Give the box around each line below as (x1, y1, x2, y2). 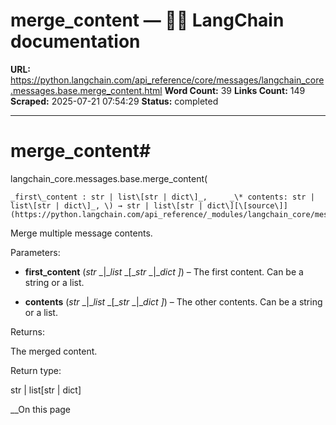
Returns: (10, 325, 46, 338)
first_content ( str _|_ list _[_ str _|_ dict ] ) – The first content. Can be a (24, 265, 304, 278)
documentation (10, 30, 141, 53)
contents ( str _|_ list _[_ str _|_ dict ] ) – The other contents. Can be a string (24, 295, 323, 308)
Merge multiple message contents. (10, 227, 153, 239)
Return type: (10, 364, 62, 376)
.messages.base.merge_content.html (10, 84, 163, 96)
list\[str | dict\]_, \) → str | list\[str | (10, 200, 203, 211)
